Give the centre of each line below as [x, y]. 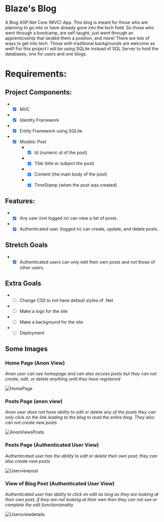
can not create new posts [31, 423]
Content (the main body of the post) [71, 174]
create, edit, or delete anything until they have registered [63, 379]
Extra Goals [23, 283]
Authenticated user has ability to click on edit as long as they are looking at [82, 494]
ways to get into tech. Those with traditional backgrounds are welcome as [80, 43]
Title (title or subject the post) [64, 163]
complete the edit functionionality [39, 505]
